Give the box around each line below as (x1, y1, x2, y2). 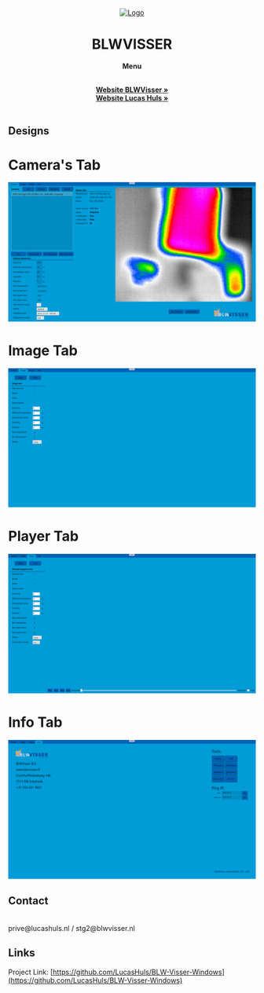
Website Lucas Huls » (95, 93, 169, 102)
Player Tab (8, 527, 79, 545)
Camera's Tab (8, 156, 101, 174)
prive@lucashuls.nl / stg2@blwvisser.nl (8, 923, 135, 933)
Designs (8, 124, 49, 137)
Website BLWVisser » (95, 85, 169, 94)
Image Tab (8, 342, 79, 359)
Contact (8, 894, 49, 907)
